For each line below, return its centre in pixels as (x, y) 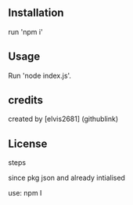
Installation (36, 13)
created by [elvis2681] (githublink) (63, 119)
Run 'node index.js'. (40, 75)
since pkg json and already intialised (66, 178)
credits (26, 100)
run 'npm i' (25, 31)
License (28, 143)
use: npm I (25, 193)
